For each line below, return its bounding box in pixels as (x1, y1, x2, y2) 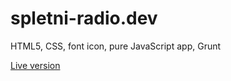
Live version (10, 59, 61, 71)
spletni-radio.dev (10, 7, 158, 30)
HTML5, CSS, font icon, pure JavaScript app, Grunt (10, 40, 222, 52)
